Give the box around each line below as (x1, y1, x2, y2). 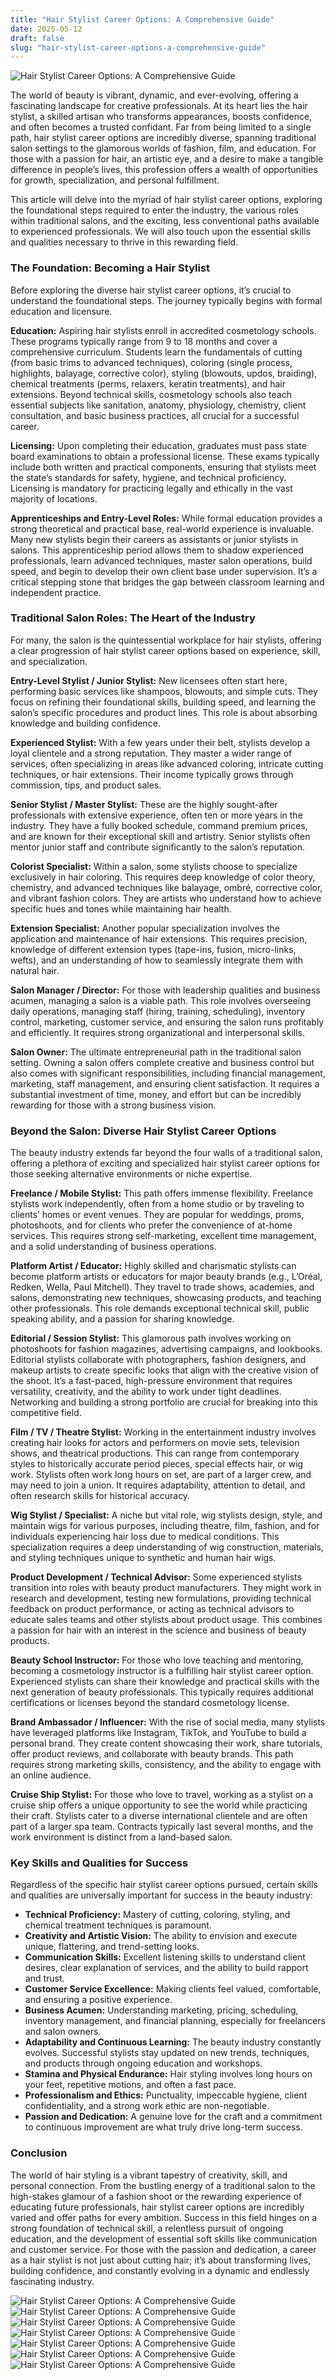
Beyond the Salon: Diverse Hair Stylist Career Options (10, 1124, 277, 1138)
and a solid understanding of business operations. (10, 1241, 217, 1253)
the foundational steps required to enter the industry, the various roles (10, 204, 299, 216)
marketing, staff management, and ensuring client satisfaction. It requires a (10, 1077, 320, 1090)
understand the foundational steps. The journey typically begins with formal (10, 294, 323, 306)
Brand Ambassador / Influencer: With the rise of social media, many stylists (10, 1716, 326, 1728)
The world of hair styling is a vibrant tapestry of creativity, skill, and (10, 2169, 288, 2181)
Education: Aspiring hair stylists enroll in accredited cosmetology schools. (10, 324, 317, 336)
